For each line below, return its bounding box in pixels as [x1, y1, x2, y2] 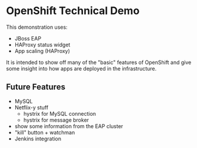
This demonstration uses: [6, 23, 68, 31]
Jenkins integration [14, 135, 62, 142]
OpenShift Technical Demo [6, 4, 140, 18]
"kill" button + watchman [14, 129, 75, 136]
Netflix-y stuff [14, 104, 49, 111]
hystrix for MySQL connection [23, 110, 96, 117]
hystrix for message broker [23, 116, 89, 123]
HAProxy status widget [14, 41, 71, 48]
